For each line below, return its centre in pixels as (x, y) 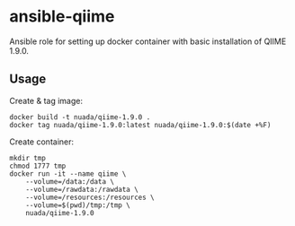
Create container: (42, 142)
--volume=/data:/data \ (70, 181)
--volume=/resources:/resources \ (90, 197)
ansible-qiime (62, 17)
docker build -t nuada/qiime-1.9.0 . (80, 117)
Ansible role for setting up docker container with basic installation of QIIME (148, 41)
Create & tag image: (46, 100)
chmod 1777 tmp (38, 166)
